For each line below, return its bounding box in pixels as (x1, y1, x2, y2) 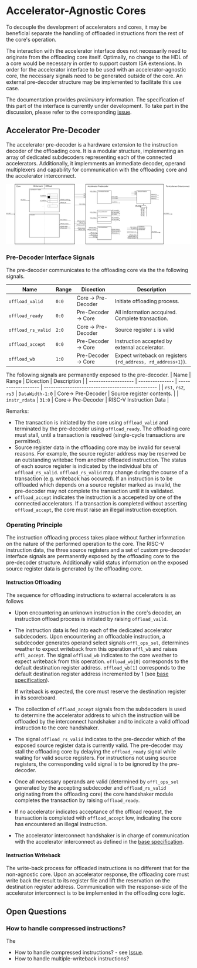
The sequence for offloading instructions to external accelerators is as (6, 592, 176, 599)
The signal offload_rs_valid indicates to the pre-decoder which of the (14, 736, 186, 743)
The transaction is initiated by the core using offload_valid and (14, 419, 168, 426)
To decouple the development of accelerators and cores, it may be (6, 23, 167, 30)
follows (6, 598, 23, 605)
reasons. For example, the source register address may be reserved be (14, 450, 186, 457)
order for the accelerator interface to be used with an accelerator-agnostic (6, 66, 186, 73)
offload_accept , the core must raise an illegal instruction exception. (14, 506, 178, 513)
